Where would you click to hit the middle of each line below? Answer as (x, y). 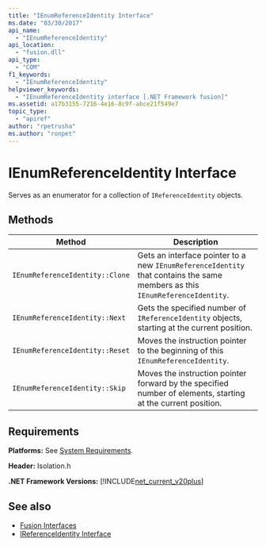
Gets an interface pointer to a (192, 256)
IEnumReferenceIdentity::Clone (71, 275)
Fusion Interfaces (48, 525)
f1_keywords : (30, 75)
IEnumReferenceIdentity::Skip (69, 388)
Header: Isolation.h (40, 466)
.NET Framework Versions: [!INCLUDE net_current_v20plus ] (106, 482)
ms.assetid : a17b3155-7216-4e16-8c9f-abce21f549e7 (93, 104)
